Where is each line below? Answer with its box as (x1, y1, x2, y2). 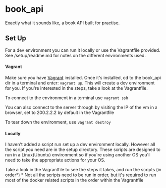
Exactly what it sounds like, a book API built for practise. (5, 20, 120, 26)
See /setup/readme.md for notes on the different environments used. (5, 52, 146, 58)
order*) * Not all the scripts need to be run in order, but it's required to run (5, 172, 157, 178)
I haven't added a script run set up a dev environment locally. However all (5, 142, 155, 148)
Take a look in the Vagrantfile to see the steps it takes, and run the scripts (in (5, 167, 162, 173)
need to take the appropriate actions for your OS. (5, 157, 106, 163)
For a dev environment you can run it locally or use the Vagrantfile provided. (5, 47, 161, 53)
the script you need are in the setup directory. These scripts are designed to (5, 147, 161, 152)
